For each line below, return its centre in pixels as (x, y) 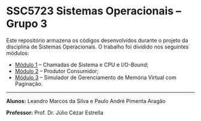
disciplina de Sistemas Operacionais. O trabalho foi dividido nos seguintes (98, 47)
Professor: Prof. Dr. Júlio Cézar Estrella (55, 113)
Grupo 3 (27, 24)
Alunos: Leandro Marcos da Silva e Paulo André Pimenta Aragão (86, 101)
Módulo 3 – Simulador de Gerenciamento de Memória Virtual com (95, 77)
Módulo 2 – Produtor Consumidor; (57, 71)
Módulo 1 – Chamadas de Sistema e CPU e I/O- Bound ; (81, 65)
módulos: (18, 53)
